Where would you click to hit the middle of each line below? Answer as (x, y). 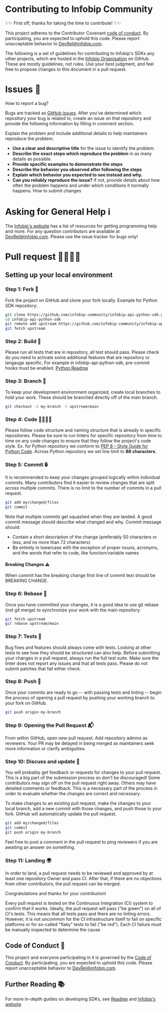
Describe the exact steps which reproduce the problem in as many (82, 153)
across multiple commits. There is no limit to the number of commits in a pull (83, 488)
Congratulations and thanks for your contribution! (56, 894)
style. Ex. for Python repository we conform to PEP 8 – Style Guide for (77, 446)
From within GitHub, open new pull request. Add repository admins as (76, 738)
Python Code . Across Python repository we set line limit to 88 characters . (81, 451)
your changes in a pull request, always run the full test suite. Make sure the (82, 658)
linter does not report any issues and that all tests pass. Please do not (77, 663)
